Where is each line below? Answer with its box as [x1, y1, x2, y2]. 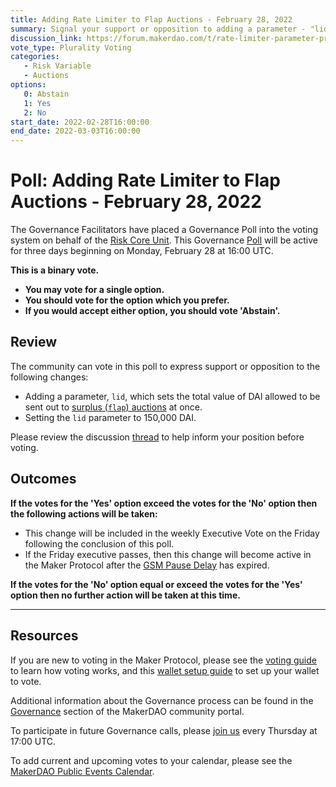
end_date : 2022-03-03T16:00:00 [10, 126, 141, 136]
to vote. [10, 675, 42, 687]
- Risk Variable [23, 61, 92, 71]
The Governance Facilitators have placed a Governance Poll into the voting [10, 224, 319, 236]
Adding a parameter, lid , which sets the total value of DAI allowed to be [24, 390, 321, 402]
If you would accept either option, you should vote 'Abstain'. [24, 305, 281, 317]
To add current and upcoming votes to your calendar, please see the [10, 754, 293, 766]
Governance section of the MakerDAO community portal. [10, 705, 245, 717]
